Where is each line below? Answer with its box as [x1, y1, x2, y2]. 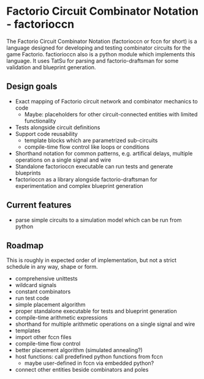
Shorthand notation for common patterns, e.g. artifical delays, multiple [15, 149, 193, 157]
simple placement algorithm [15, 301, 86, 309]
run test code [15, 295, 50, 302]
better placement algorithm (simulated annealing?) [15, 347, 143, 354]
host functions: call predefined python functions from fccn [15, 353, 164, 361]
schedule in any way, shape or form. [6, 263, 98, 271]
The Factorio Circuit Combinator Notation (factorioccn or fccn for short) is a [6, 37, 197, 45]
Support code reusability [15, 130, 78, 137]
